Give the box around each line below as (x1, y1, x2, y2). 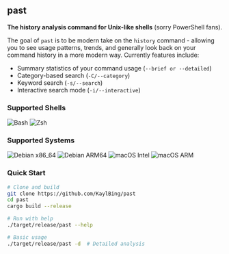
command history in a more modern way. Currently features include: (7, 51, 200, 59)
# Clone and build (7, 183, 59, 190)
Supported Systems (7, 136, 75, 145)
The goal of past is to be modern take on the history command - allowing (7, 36, 215, 45)
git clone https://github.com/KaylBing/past (7, 190, 136, 197)
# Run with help (7, 215, 53, 223)
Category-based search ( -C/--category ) (16, 71, 131, 79)
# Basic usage (7, 233, 48, 241)
